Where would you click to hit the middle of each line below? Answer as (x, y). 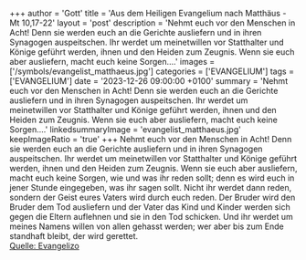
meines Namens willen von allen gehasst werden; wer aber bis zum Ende (147, 226)
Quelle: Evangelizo (44, 246)
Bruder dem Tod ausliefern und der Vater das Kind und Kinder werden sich (150, 207)
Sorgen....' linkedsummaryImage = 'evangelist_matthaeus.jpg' (126, 130)
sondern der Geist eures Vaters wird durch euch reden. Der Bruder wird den (153, 197)
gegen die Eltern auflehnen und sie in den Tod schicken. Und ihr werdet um (152, 217)
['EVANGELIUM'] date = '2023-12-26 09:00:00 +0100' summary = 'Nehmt (149, 81)
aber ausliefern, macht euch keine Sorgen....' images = (112, 62)
